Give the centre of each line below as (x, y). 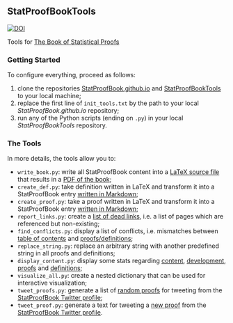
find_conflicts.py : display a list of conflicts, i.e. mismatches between (118, 231)
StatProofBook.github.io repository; (68, 111)
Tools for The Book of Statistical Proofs (63, 42)
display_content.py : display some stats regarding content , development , (121, 261)
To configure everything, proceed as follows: (71, 75)
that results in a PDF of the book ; (64, 180)
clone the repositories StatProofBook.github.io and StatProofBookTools (119, 88)
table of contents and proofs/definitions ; (75, 239)
